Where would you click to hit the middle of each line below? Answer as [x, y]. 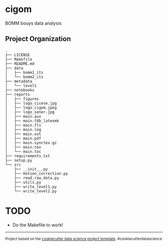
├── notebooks [20, 90]
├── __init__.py [31, 169]
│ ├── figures [22, 99]
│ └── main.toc [23, 152]
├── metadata [19, 81]
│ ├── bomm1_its [24, 72]
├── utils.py [28, 182]
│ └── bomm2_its [24, 77]
